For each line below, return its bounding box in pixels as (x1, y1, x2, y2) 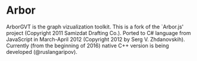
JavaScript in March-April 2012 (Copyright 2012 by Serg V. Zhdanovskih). (6, 36, 185, 43)
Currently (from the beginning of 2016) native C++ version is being (6, 42, 169, 49)
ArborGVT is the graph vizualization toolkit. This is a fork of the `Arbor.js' (6, 23, 184, 30)
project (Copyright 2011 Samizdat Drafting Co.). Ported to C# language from (6, 29, 191, 36)
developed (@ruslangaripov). (6, 48, 78, 55)
